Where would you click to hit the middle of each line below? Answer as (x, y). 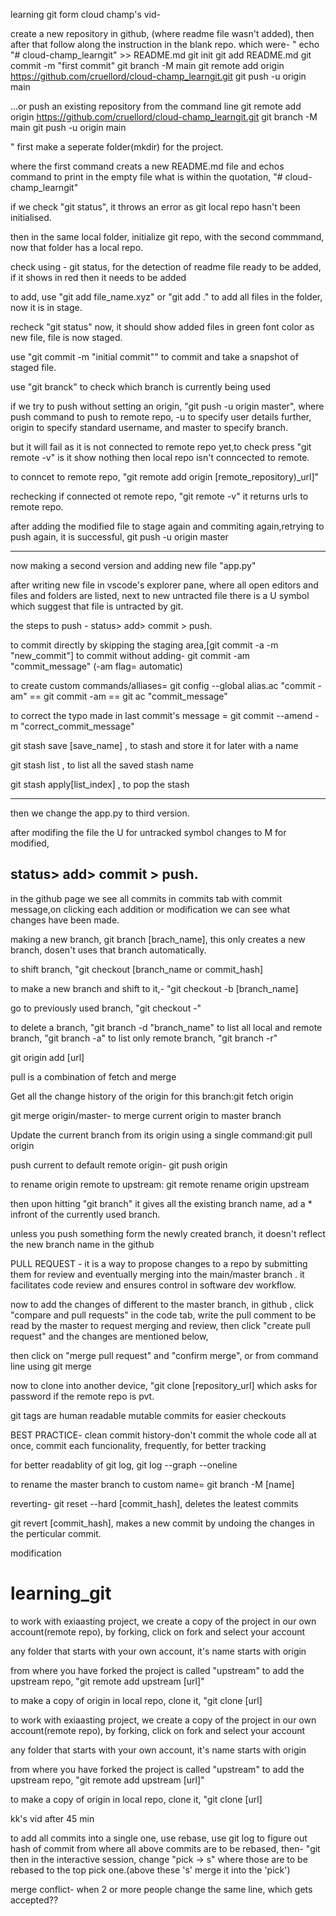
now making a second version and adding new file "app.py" (133, 565)
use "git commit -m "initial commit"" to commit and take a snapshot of (154, 357)
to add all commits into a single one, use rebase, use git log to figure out (159, 1838)
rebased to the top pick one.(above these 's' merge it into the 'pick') (150, 1870)
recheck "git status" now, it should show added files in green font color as (162, 327)
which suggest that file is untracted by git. (97, 606)
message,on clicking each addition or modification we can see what (150, 909)
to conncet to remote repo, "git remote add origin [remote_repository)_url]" (165, 477)
